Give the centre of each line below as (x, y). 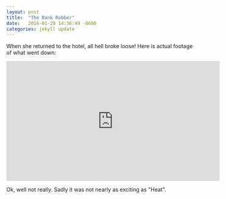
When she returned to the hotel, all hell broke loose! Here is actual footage (100, 46)
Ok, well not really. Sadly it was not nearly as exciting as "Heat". (86, 190)
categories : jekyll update (41, 29)
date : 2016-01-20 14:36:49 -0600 (51, 23)
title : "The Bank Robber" (41, 18)
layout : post (23, 12)
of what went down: (31, 53)
